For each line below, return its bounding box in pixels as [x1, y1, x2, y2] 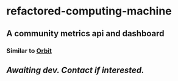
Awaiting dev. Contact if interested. [6, 65, 144, 75]
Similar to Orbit [6, 47, 52, 55]
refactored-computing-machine [6, 4, 172, 18]
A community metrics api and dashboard [6, 28, 165, 39]
